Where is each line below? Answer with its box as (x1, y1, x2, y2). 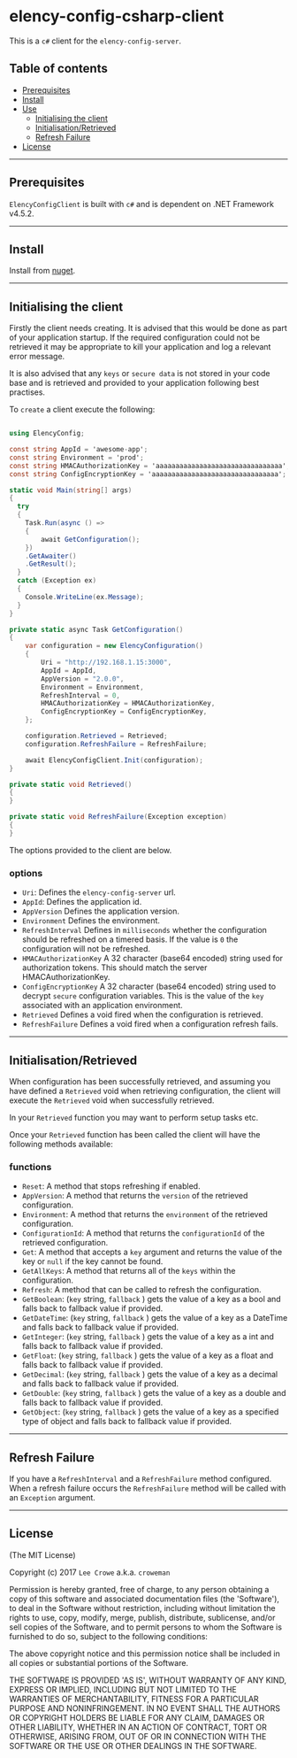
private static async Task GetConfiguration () (9, 625, 184, 634)
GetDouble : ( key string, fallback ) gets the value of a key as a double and (21, 1388, 286, 1399)
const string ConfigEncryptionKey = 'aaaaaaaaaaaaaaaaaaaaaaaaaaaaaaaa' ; (9, 469, 287, 479)
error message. (9, 351, 65, 362)
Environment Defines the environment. (21, 915, 161, 926)
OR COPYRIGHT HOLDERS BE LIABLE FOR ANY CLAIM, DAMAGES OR (9, 1712, 265, 1723)
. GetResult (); (25, 559, 77, 568)
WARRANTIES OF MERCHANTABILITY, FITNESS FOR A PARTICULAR (9, 1693, 259, 1704)
